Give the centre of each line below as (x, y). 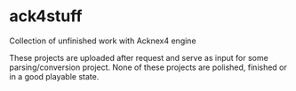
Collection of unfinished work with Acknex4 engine (103, 41)
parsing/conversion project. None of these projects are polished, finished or (148, 67)
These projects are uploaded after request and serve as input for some (139, 57)
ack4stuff (46, 16)
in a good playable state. (54, 76)
